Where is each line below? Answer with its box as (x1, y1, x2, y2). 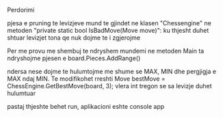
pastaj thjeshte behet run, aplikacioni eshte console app (7, 103, 165, 110)
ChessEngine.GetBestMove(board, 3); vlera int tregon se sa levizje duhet (7, 82, 212, 90)
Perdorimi (7, 6, 35, 14)
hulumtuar (7, 89, 36, 97)
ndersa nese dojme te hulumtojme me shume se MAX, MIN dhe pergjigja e (7, 68, 217, 75)
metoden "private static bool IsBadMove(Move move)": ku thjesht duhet (7, 27, 209, 34)
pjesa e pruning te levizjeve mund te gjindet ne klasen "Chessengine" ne (7, 19, 212, 27)
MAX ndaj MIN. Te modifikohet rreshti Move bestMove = (7, 75, 166, 83)
